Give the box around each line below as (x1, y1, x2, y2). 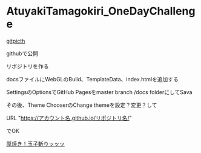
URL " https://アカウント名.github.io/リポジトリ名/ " (6, 114, 132, 121)
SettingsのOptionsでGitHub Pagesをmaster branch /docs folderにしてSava (6, 88, 193, 95)
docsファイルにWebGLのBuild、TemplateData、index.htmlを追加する (6, 75, 179, 83)
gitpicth (6, 37, 25, 44)
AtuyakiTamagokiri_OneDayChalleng (6, 4, 196, 18)
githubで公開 (6, 50, 38, 57)
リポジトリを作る (6, 63, 49, 70)
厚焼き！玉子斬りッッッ (6, 140, 65, 147)
